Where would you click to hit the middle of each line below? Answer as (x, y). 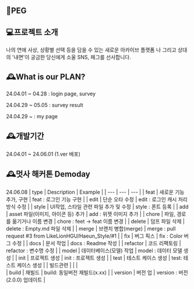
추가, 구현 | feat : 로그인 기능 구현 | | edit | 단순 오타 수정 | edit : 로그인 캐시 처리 (97, 199)
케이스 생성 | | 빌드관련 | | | (47, 265)
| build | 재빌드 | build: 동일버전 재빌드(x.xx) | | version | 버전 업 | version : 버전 (97, 272)
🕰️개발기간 (25, 136)
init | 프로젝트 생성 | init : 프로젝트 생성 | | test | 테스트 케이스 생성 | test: (100, 257)
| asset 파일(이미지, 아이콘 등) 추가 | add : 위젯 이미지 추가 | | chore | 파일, (91, 214)
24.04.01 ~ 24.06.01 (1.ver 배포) (43, 154)
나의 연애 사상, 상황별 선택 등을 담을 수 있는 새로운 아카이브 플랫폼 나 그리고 (91, 50)
